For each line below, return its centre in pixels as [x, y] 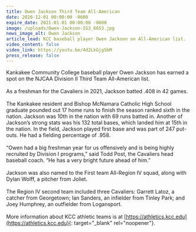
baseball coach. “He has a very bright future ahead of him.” [78, 160]
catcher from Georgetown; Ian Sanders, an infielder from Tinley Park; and [95, 198]
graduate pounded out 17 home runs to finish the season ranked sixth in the [98, 110]
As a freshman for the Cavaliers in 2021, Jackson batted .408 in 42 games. [97, 91]
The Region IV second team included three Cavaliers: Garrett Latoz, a [90, 191]
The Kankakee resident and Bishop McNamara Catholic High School [89, 103]
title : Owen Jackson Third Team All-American [63, 12]
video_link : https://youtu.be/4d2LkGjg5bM [59, 50]
